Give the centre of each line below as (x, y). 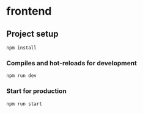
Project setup (33, 34)
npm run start (24, 104)
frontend (29, 11)
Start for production (37, 91)
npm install (21, 48)
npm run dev (21, 76)
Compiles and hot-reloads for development (72, 63)
